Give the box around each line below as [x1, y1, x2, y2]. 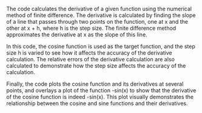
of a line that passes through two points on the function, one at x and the [6, 18, 188, 25]
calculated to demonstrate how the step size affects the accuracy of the [6, 62, 186, 69]
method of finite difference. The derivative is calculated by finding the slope [6, 12, 196, 19]
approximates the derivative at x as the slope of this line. [6, 31, 147, 38]
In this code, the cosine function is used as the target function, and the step [6, 43, 195, 50]
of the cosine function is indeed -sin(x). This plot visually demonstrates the [6, 94, 194, 100]
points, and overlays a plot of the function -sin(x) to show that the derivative [6, 87, 197, 94]
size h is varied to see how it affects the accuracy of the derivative [6, 49, 172, 56]
